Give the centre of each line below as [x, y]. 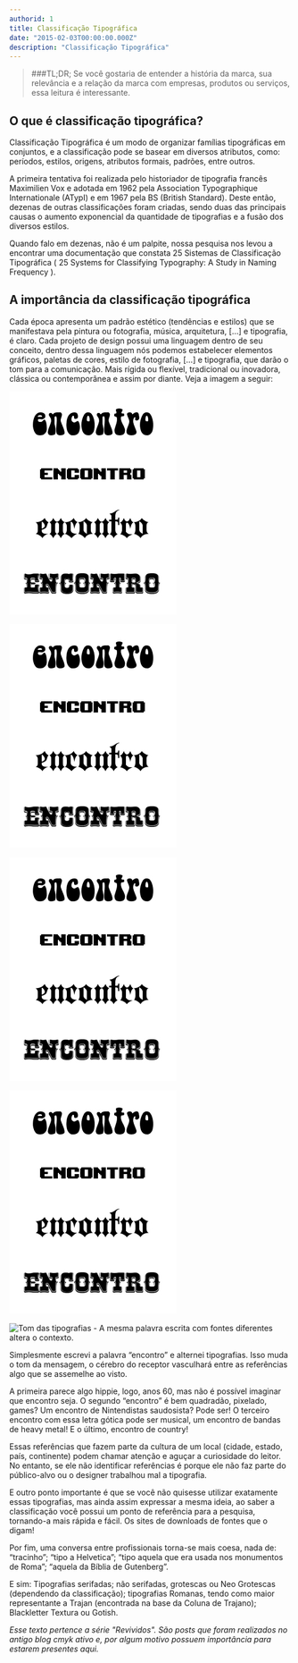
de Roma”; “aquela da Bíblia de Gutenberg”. [89, 1566]
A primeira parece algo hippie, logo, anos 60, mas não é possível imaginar [145, 1391]
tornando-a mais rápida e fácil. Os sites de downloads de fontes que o [138, 1521]
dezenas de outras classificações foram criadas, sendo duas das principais [148, 207]
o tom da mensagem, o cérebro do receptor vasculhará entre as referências [149, 1364]
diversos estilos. [39, 226]
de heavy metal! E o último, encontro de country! [99, 1429]
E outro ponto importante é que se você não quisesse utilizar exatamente [144, 1492]
